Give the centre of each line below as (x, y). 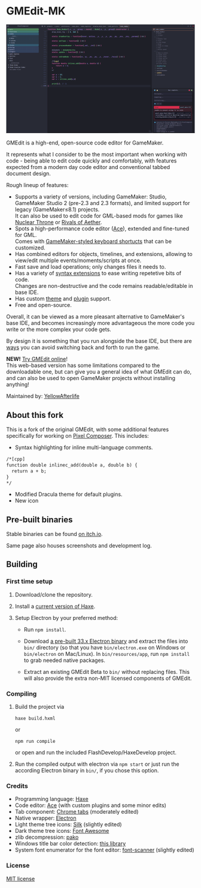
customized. (30, 248)
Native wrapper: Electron (45, 818)
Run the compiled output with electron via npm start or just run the (97, 764)
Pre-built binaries (39, 520)
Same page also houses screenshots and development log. (79, 545)
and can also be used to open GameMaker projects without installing (91, 378)
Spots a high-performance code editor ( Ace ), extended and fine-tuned (102, 228)
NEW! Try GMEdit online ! (37, 359)
